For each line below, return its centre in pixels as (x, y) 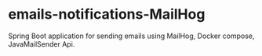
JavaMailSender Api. (42, 44)
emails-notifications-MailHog (107, 14)
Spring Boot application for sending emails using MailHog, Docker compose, (131, 36)
